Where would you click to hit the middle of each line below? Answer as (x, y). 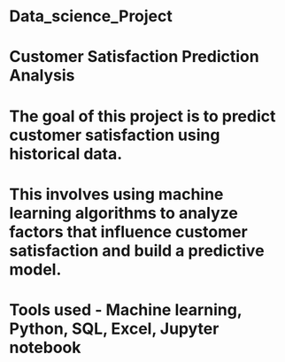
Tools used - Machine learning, (126, 309)
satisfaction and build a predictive (137, 250)
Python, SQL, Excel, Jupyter (114, 328)
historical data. (66, 154)
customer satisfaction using (115, 135)
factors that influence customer (128, 231)
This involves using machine (116, 194)
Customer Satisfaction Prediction (134, 57)
